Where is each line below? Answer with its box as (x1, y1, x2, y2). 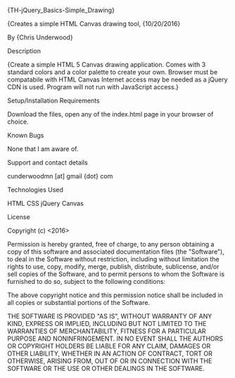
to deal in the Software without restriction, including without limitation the (7, 255, 220, 263)
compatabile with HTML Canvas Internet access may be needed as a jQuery (7, 75, 228, 84)
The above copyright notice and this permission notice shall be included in (7, 291, 223, 299)
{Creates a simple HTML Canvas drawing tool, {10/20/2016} (7, 20, 181, 27)
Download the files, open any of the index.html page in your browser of (7, 110, 214, 118)
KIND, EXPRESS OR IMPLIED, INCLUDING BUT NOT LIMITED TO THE (7, 320, 207, 327)
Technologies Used (7, 185, 63, 194)
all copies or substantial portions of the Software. (7, 299, 150, 306)
